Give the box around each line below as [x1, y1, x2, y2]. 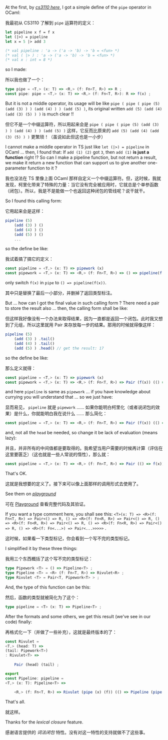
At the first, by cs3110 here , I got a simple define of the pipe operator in [5, 4, 151, 10]
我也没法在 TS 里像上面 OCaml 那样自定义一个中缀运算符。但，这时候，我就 [5, 175, 161, 181]
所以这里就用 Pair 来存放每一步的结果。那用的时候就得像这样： [26, 322, 156, 328]
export [5, 671, 19, 676]
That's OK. [5, 471, 27, 477]
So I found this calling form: [5, 198, 62, 204]
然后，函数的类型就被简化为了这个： [5, 594, 80, 600]
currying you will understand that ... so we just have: [5, 394, 113, 400]
